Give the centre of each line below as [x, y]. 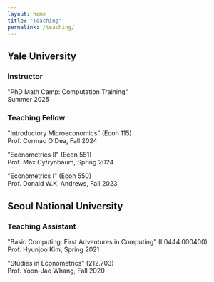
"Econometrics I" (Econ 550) [50, 176]
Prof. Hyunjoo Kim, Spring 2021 [53, 249]
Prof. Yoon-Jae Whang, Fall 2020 [56, 271]
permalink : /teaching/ [41, 27]
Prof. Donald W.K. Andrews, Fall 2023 [62, 184]
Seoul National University [65, 206]
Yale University [42, 56]
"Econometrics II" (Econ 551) [50, 155]
